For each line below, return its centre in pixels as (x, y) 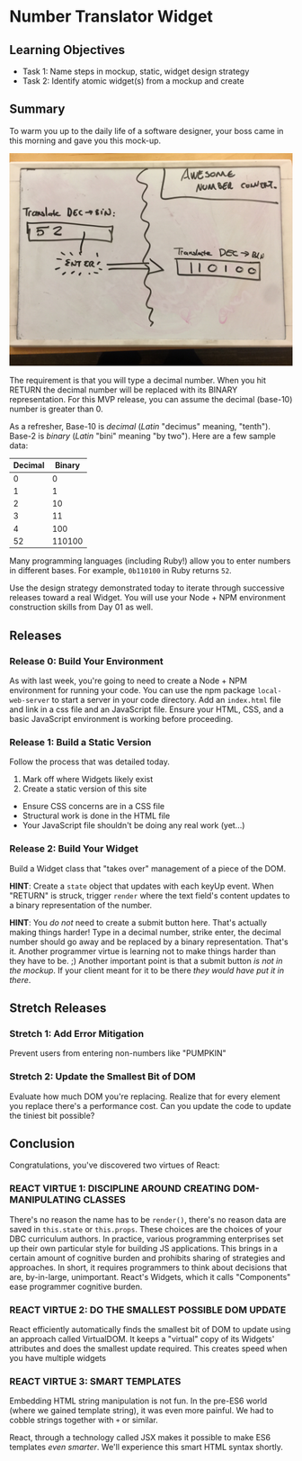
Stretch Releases (58, 1008)
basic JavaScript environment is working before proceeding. (121, 719)
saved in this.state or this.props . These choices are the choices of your (146, 1229)
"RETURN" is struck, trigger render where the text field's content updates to (150, 895)
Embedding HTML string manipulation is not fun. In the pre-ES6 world (138, 1401)
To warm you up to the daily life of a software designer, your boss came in (147, 131)
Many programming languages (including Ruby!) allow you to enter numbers (150, 561)
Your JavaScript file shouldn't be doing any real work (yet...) (133, 825)
